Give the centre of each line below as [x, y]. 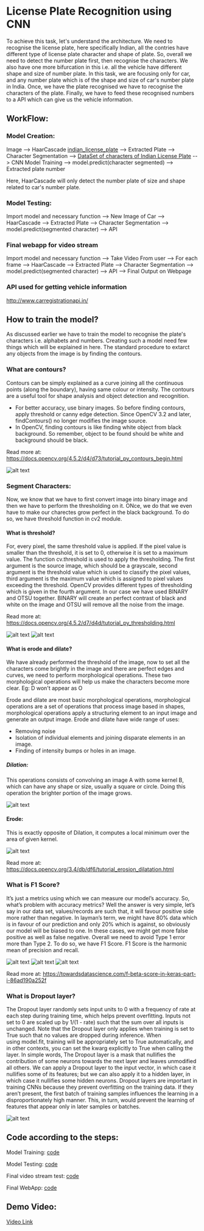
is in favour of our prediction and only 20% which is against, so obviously [98, 924]
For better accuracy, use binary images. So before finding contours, [100, 408]
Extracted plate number [36, 168]
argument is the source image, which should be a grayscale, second [92, 566]
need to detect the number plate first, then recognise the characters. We [97, 60]
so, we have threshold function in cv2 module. [64, 518]
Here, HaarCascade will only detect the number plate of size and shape [96, 181]
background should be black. [52, 440]
